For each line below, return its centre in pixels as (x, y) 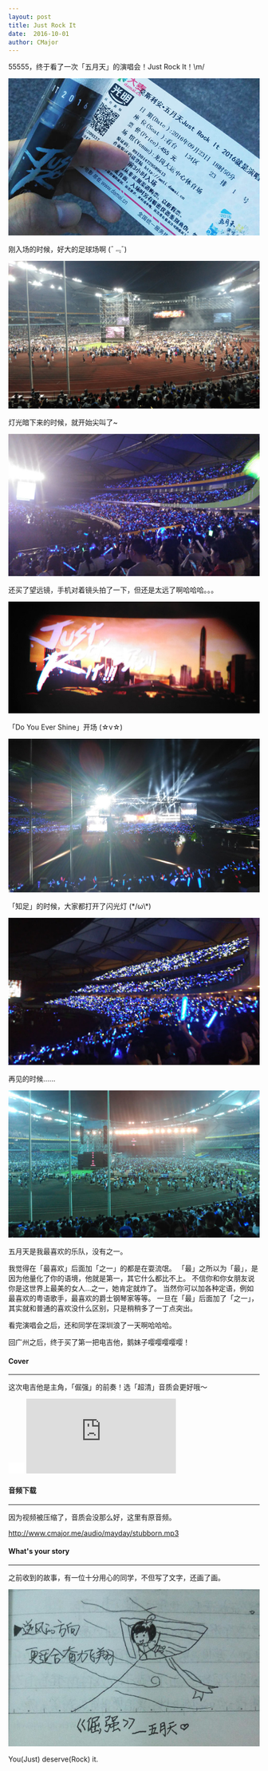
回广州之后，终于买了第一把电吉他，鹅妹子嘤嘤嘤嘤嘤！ (99, 1342)
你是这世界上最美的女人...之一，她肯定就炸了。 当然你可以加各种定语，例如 (131, 1288)
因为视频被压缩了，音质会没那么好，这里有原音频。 (92, 1517)
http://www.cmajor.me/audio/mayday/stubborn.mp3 (94, 1533)
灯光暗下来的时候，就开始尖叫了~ (63, 422)
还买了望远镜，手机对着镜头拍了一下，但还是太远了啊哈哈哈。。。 (113, 590)
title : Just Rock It (43, 25)
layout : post (30, 17)
